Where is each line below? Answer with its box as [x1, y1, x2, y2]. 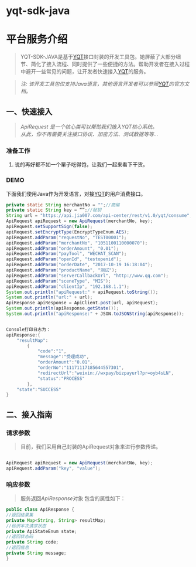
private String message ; [6, 550, 67, 556]
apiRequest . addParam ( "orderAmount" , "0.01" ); [6, 245, 119, 252]
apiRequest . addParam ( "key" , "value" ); [6, 465, 101, 471]
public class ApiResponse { [6, 507, 75, 512]
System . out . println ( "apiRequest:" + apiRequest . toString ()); [6, 289, 159, 295]
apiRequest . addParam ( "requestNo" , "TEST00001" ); [6, 235, 127, 240]
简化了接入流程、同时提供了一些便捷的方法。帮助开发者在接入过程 [30, 60, 190, 68]
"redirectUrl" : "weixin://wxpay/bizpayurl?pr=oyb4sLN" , [37, 370, 174, 376]
